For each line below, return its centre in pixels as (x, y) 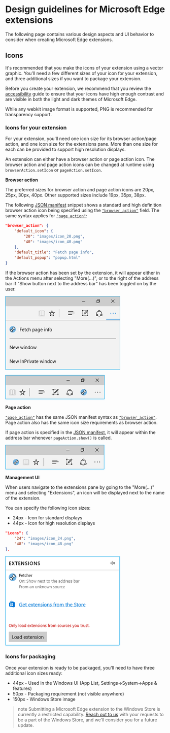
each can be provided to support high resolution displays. (65, 149)
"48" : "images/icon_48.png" (44, 544)
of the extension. (23, 498)
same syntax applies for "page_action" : (46, 216)
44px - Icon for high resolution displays (54, 523)
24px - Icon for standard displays (47, 518)
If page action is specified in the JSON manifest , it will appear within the (80, 432)
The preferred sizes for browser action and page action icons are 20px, (80, 190)
